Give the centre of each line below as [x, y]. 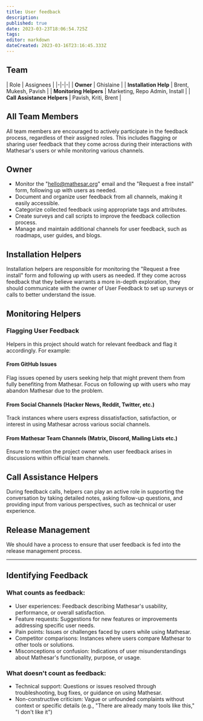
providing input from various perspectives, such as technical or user [91, 504]
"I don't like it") [34, 712]
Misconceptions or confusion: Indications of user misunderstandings [101, 651]
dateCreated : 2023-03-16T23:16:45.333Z [56, 46]
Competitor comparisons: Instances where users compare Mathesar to [103, 638]
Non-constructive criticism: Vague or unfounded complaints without [99, 699]
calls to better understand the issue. [51, 295]
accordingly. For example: [38, 350]
